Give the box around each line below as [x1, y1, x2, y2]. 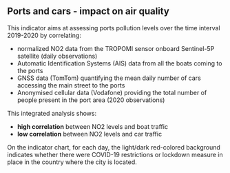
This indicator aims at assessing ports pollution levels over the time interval [7, 23, 220, 32]
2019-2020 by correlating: [7, 31, 81, 39]
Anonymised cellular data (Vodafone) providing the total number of [17, 88, 207, 96]
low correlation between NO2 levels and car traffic [17, 130, 163, 138]
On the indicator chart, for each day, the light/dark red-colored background [7, 143, 220, 151]
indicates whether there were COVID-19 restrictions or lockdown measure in [7, 150, 224, 159]
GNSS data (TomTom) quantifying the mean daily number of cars [17, 74, 201, 82]
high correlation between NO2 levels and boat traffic [17, 122, 169, 130]
